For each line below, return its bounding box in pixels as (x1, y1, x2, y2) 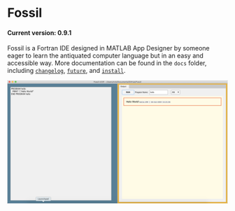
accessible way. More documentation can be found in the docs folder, (7, 59, 207, 67)
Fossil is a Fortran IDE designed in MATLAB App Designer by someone (7, 44, 210, 53)
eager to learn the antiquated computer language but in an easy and (7, 51, 204, 60)
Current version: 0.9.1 (7, 28, 72, 36)
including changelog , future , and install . (7, 67, 126, 75)
